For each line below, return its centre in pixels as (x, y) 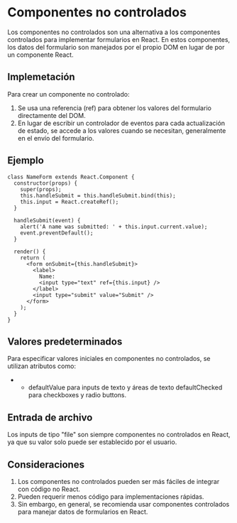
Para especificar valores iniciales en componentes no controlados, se (109, 359)
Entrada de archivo (50, 417)
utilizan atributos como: (42, 366)
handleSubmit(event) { (47, 220)
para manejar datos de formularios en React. (83, 512)
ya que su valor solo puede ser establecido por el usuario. (92, 442)
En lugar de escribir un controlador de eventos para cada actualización (121, 123)
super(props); (41, 189)
